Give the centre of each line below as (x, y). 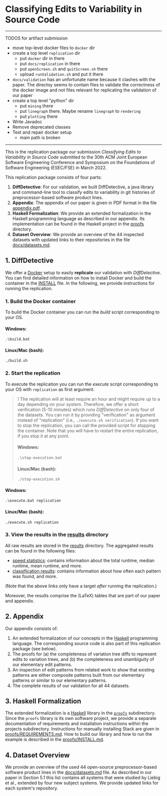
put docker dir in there (42, 58)
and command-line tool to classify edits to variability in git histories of (83, 192)
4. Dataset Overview (38, 755)
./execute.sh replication (32, 522)
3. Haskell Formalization (43, 701)
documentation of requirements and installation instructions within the (77, 723)
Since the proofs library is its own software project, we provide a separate (81, 718)
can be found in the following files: (41, 551)
